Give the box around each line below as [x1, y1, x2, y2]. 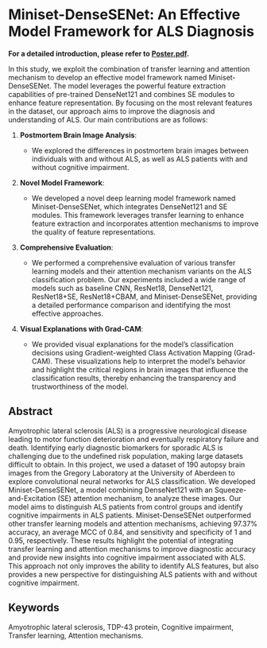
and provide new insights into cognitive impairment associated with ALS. [8, 553, 246, 562]
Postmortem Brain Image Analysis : [19, 130, 137, 140]
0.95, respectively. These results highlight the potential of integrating [8, 535, 234, 545]
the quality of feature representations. [31, 227, 157, 236]
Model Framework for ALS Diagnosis [8, 22, 254, 41]
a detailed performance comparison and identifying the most [31, 300, 231, 309]
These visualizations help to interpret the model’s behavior [54, 356, 246, 366]
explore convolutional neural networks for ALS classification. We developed [8, 476, 256, 486]
